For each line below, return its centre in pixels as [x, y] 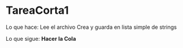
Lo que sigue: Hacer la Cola [41, 38]
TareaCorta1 [37, 10]
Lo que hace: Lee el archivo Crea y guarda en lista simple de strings [91, 27]
